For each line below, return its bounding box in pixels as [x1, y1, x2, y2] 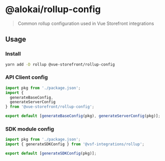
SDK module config [5, 125, 54, 133]
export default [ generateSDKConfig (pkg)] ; [5, 151, 97, 156]
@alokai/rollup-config [5, 4, 101, 15]
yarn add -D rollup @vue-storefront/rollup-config [5, 62, 115, 67]
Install [5, 50, 21, 57]
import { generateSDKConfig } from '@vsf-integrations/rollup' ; [5, 142, 145, 147]
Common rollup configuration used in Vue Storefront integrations [17, 20, 154, 26]
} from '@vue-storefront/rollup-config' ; [5, 104, 95, 110]
